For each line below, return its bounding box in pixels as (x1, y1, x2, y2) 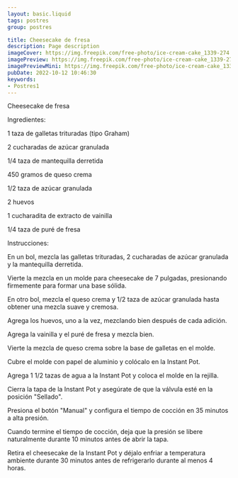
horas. (7, 464, 26, 472)
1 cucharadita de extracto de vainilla (7, 212, 113, 220)
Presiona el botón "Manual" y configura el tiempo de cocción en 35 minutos (7, 406, 229, 415)
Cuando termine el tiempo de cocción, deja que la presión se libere (7, 428, 203, 436)
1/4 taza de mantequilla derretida (7, 157, 104, 165)
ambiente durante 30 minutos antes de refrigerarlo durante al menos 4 (7, 456, 214, 465)
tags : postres (7, 17, 50, 24)
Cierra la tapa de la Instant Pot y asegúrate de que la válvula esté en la (7, 385, 213, 394)
